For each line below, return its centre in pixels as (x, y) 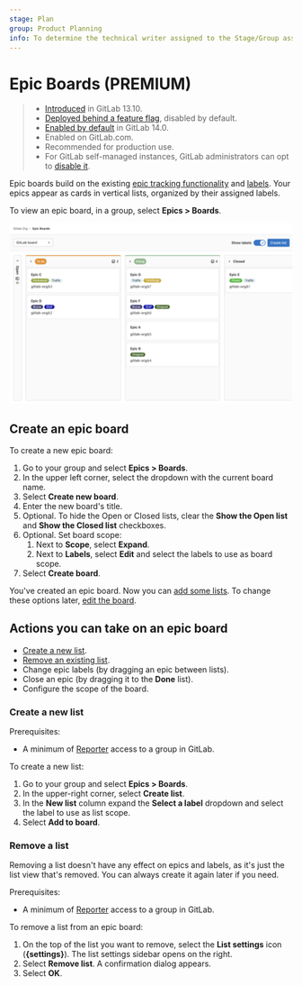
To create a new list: (47, 767)
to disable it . (67, 166)
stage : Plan (31, 19)
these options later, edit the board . (73, 600)
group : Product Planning (56, 28)
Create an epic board (69, 429)
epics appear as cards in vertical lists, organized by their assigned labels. (145, 193)
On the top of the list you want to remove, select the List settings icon (152, 945)
